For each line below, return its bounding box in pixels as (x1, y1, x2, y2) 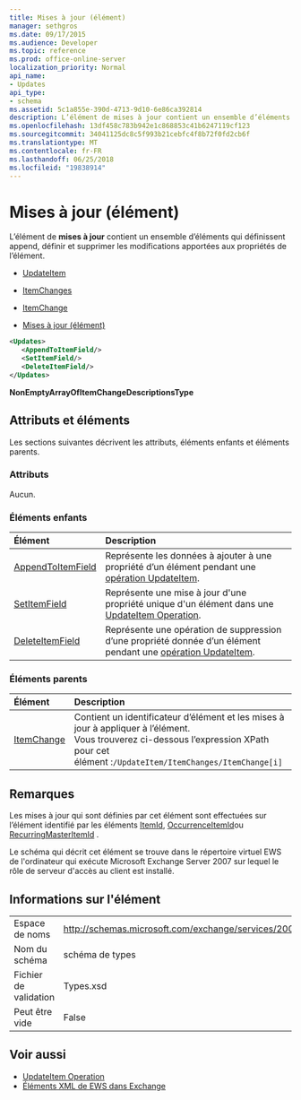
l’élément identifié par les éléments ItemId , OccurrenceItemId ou (9, 819, 245, 830)
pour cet (73, 745, 110, 758)
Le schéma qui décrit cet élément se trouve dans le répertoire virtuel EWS (9, 846, 282, 857)
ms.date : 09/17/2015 (9, 30, 87, 39)
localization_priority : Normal (9, 64, 126, 73)
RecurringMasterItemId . (9, 829, 99, 840)
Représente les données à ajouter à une (105, 550, 272, 562)
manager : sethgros (9, 22, 78, 30)
